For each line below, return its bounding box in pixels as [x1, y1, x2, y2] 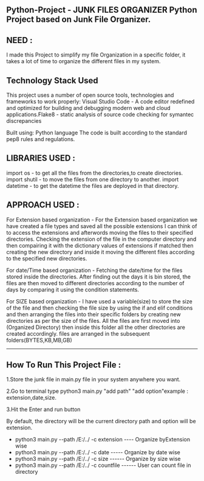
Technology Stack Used [6, 75, 98, 86]
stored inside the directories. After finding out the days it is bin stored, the [6, 273, 191, 280]
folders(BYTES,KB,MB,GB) [6, 336, 72, 344]
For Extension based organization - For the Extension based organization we [6, 216, 198, 223]
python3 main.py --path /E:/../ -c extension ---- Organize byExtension [15, 436, 190, 443]
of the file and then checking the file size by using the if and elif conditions [6, 304, 193, 311]
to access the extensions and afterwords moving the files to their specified [6, 229, 193, 236]
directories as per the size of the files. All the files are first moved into [6, 317, 180, 324]
